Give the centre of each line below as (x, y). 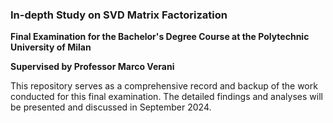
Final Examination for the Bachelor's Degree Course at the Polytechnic (160, 37)
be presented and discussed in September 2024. (111, 107)
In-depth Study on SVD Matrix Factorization (119, 15)
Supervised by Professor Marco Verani (92, 67)
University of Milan (51, 47)
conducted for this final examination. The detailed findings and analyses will (166, 97)
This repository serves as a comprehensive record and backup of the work (164, 86)
